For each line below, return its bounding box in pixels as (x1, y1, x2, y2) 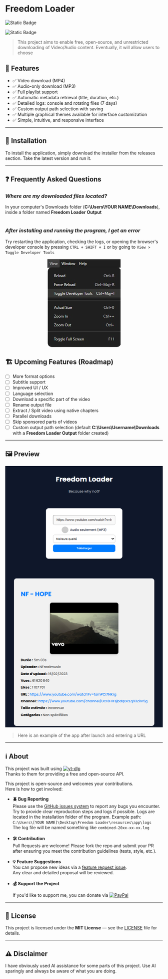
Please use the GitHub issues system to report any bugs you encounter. (12, 803, 160, 810)
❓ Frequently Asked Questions (5, 175, 101, 183)
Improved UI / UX (12, 384, 48, 391)
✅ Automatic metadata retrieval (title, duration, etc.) (12, 94, 119, 100)
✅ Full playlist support (12, 89, 58, 95)
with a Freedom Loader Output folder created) (12, 430, 109, 436)
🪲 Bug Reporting (12, 796, 49, 802)
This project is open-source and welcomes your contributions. (5, 780, 133, 787)
